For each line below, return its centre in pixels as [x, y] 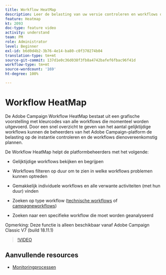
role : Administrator [26, 42]
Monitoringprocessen [34, 267]
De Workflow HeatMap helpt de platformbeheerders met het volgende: [77, 152]
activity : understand [27, 33]
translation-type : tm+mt [31, 55]
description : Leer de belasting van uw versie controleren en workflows [82, 14]
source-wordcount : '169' [31, 69]
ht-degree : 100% [22, 74]
